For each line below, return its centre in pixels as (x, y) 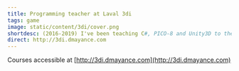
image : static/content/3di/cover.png (63, 27)
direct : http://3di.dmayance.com (57, 40)
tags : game (23, 20)
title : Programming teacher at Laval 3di (70, 14)
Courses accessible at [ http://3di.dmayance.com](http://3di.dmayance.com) (119, 60)
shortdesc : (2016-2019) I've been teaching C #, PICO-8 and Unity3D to (114, 33)
